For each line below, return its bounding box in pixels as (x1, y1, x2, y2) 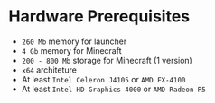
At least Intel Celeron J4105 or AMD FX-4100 (21, 73, 186, 84)
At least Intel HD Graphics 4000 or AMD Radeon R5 (21, 83, 207, 94)
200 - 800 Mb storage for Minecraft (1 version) (21, 55, 193, 65)
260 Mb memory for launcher (21, 36, 127, 47)
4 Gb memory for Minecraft (21, 45, 123, 56)
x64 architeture (21, 64, 78, 75)
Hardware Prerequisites (8, 6, 191, 27)
